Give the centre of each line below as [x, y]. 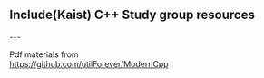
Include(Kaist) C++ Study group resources [132, 15]
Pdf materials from [44, 54]
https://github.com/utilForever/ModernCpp [89, 63]
